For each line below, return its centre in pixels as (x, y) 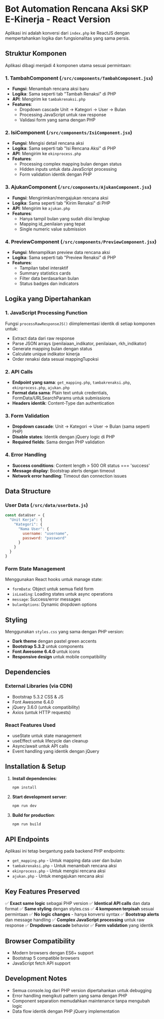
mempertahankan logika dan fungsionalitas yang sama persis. (68, 38)
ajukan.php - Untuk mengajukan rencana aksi (58, 876)
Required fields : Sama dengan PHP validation (58, 442)
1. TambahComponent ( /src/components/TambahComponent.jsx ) (79, 78)
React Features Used (30, 725)
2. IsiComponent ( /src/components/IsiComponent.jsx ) (69, 132)
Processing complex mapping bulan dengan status (70, 164)
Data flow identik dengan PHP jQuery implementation (66, 1011)
